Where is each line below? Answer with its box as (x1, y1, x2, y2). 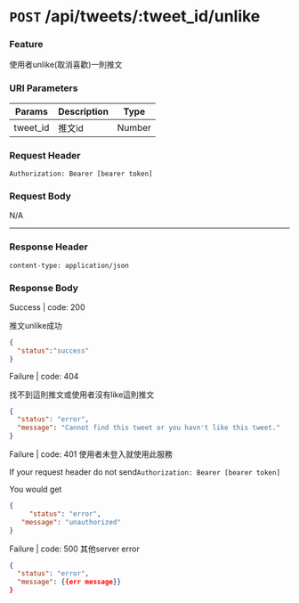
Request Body (9, 190, 71, 202)
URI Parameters (9, 82, 78, 94)
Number (117, 121, 151, 134)
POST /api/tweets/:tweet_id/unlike (9, 6, 261, 27)
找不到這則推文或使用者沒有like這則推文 (9, 389, 155, 400)
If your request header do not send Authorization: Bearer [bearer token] (9, 467, 281, 477)
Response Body (9, 281, 78, 294)
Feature (9, 38, 44, 51)
